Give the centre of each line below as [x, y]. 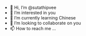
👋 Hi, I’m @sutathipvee [33, 8]
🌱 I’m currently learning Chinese [43, 18]
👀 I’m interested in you [33, 13]
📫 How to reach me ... [33, 28]
